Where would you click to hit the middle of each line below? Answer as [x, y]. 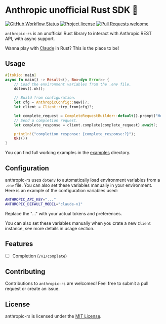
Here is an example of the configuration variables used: [62, 190]
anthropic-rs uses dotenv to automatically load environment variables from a [83, 180]
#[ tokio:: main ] [21, 75]
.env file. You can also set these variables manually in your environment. [79, 185]
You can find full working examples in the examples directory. [68, 153]
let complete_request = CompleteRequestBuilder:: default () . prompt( [85, 116]
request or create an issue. [33, 289]
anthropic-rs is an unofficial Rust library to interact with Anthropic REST [79, 33]
